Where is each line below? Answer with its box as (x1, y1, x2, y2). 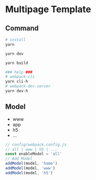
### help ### (5, 70, 33, 75)
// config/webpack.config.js (5, 142, 67, 147)
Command (5, 24, 39, 33)
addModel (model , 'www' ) (5, 166, 56, 171)
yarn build (5, 60, 28, 66)
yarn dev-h (5, 88, 28, 94)
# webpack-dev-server (5, 84, 51, 89)
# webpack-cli (5, 74, 35, 79)
